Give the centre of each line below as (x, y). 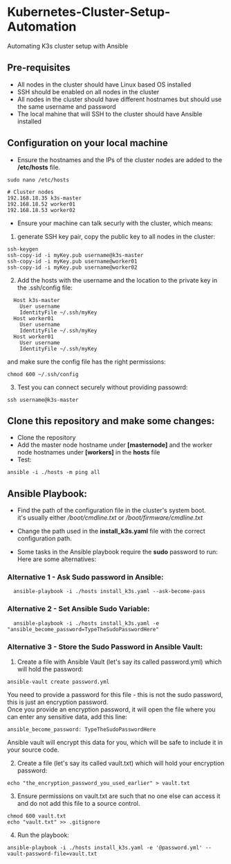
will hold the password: (50, 669)
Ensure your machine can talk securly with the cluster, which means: (115, 223)
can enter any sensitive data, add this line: (67, 717)
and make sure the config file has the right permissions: (86, 362)
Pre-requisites (39, 68)
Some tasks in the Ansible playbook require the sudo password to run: (117, 552)
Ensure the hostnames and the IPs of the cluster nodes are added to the (120, 159)
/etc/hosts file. (39, 167)
